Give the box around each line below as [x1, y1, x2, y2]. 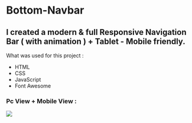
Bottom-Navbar [6, 4, 84, 17]
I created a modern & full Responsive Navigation [6, 27, 187, 37]
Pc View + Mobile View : [6, 97, 77, 105]
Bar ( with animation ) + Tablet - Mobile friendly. [6, 36, 186, 46]
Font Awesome [14, 82, 51, 89]
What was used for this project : [6, 52, 84, 59]
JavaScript [14, 76, 41, 83]
